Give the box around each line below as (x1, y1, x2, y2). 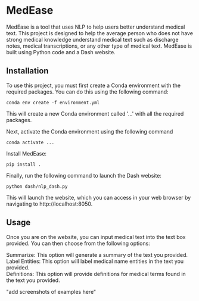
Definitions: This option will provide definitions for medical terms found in (6, 270, 186, 277)
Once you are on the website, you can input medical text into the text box (6, 233, 186, 240)
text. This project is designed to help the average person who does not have (6, 29, 194, 36)
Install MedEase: (6, 150, 46, 157)
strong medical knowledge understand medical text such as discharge (6, 36, 179, 43)
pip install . (6, 162, 42, 167)
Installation (6, 66, 49, 76)
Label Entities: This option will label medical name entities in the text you (6, 257, 184, 265)
